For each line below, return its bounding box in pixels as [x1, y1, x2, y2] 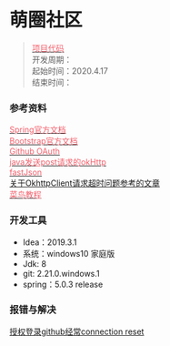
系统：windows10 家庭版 [22, 248, 115, 259]
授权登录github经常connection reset [9, 326, 145, 337]
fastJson [9, 167, 43, 178]
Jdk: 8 [22, 258, 47, 269]
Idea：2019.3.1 [22, 237, 77, 248]
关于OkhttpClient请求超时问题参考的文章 [9, 178, 161, 188]
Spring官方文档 [9, 124, 66, 136]
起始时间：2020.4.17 [31, 65, 109, 76]
